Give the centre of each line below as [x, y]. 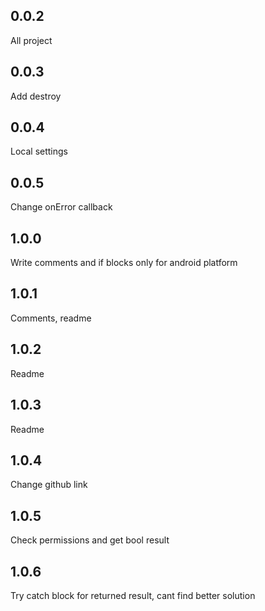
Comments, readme [51, 318]
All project [31, 40]
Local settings [39, 151]
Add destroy [36, 96]
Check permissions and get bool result [90, 540]
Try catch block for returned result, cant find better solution [133, 595]
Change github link [49, 485]
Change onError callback [61, 207]
